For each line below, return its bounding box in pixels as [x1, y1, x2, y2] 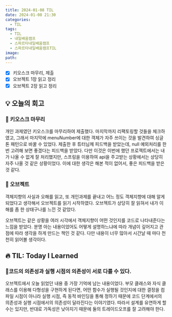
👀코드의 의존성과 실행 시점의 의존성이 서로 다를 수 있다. [5, 267, 132, 274]
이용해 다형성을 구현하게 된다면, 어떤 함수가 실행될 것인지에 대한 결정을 [18, 287, 160, 293]
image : [5, 50, 19, 55]
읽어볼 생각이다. [14, 236, 47, 242]
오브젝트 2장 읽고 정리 [12, 82, 57, 89]
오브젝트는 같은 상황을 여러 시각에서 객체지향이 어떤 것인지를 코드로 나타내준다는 [5, 217, 165, 223]
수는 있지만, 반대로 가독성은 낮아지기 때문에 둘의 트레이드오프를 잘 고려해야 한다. [5, 306, 165, 312]
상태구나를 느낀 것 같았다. [25, 206, 76, 213]
